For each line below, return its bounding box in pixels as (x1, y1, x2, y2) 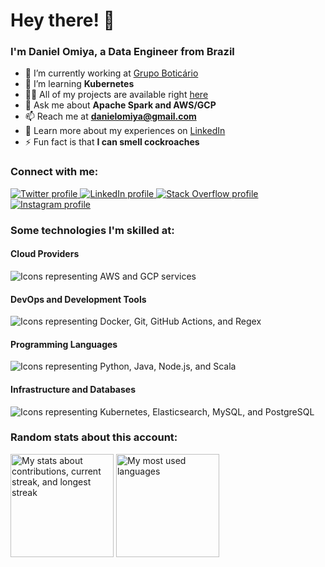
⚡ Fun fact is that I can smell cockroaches (24, 136, 200, 148)
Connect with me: (10, 165, 99, 179)
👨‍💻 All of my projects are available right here (24, 89, 209, 101)
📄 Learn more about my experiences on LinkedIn (24, 125, 226, 137)
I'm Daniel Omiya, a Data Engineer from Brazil (10, 45, 235, 59)
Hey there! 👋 (10, 9, 115, 32)
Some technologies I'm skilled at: (10, 223, 175, 237)
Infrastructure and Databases (10, 383, 136, 395)
